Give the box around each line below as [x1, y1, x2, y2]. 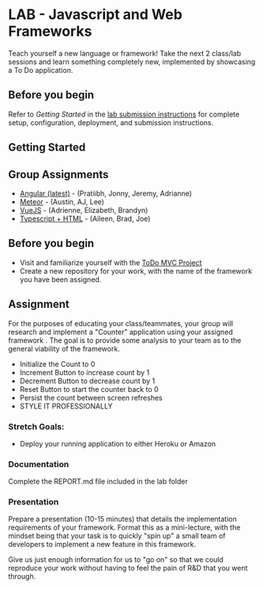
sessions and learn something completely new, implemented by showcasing [8, 57, 256, 66]
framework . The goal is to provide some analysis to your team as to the [8, 335, 242, 345]
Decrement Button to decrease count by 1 [19, 376, 156, 386]
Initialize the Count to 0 [19, 359, 96, 369]
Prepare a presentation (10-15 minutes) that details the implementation [8, 515, 237, 524]
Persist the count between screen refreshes [19, 393, 163, 402]
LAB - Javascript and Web [8, 6, 183, 24]
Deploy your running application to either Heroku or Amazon [19, 439, 216, 448]
